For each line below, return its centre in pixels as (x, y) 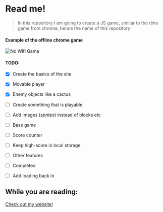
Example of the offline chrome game (44, 40)
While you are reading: (42, 192)
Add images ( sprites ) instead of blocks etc (57, 115)
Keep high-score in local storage (46, 145)
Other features (28, 155)
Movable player (29, 84)
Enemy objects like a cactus (42, 94)
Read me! (25, 9)
